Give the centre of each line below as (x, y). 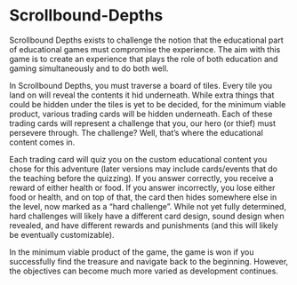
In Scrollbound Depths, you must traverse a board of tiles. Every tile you (141, 85)
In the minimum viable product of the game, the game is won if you (132, 252)
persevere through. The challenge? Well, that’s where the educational (136, 132)
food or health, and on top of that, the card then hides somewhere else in (143, 197)
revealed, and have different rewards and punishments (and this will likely (144, 225)
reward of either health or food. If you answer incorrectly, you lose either (142, 187)
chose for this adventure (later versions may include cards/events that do (144, 169)
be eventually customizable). (62, 234)
